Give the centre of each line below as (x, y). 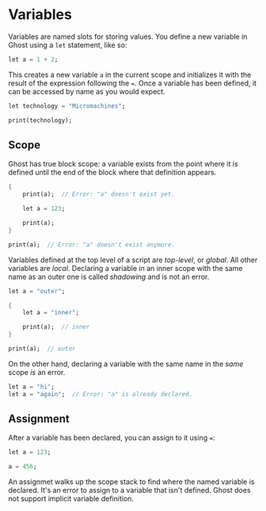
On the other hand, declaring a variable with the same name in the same (126, 364)
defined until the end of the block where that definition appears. (112, 173)
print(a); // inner (56, 327)
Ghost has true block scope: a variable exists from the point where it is (123, 164)
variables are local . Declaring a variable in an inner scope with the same (125, 268)
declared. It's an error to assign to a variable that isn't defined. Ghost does (129, 490)
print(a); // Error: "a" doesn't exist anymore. (92, 244)
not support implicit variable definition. (71, 499)
